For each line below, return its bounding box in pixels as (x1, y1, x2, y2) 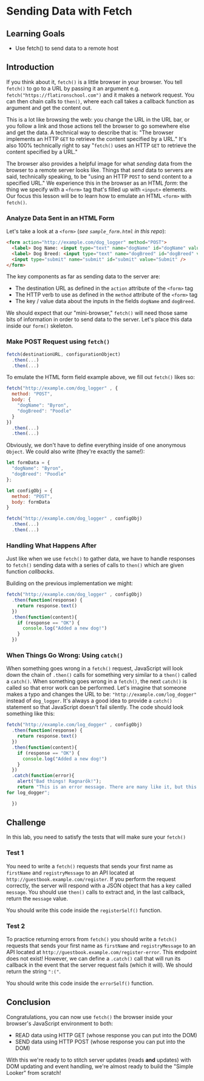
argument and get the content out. (6, 104, 92, 111)
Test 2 (6, 922, 25, 930)
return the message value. (6, 894, 69, 902)
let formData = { (6, 460, 50, 466)
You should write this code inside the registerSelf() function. (6, 907, 162, 914)
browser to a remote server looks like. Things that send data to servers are (6, 166, 193, 174)
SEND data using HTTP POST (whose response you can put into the (15, 1038, 185, 1045)
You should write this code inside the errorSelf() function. (6, 980, 154, 987)
